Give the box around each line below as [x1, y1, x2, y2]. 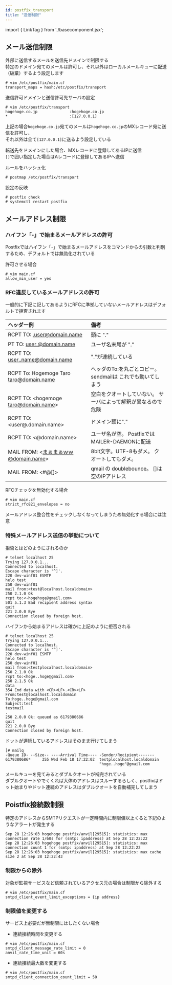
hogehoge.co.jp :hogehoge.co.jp [5, 109, 104, 115]
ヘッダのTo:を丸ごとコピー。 [91, 366, 160, 373]
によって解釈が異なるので [101, 398, 162, 405]
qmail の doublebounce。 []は [91, 465, 162, 472]
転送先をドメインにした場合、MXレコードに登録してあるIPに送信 [5, 147, 142, 153]
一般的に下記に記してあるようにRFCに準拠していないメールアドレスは [5, 301, 153, 308]
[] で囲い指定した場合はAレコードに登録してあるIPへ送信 [5, 154, 124, 160]
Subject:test [5, 701, 33, 706]
